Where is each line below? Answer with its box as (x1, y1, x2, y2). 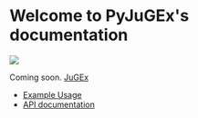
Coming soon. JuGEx (9, 72, 89, 83)
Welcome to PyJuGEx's (9, 5, 190, 26)
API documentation (22, 99, 96, 110)
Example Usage (22, 89, 82, 100)
